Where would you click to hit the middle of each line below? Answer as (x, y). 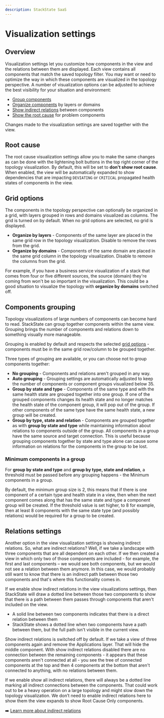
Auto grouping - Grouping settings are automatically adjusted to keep (82, 379)
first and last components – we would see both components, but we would (80, 564)
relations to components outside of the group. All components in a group (85, 431)
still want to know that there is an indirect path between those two (71, 574)
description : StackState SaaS (36, 10)
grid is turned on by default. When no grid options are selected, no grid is (79, 221)
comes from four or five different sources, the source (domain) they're (76, 276)
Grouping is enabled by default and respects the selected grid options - (77, 344)
